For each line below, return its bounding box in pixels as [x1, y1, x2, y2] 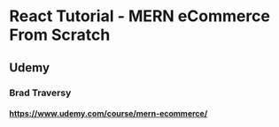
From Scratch [9, 25, 111, 45]
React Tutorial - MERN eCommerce [9, 6, 270, 26]
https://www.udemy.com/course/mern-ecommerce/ [9, 108, 208, 119]
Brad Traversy [9, 86, 72, 99]
